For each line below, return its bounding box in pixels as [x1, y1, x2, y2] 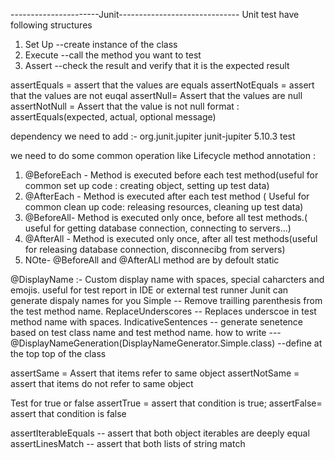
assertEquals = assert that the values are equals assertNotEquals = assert [10, 79, 315, 91]
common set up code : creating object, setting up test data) [24, 180, 270, 191]
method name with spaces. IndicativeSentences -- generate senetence [10, 316, 304, 328]
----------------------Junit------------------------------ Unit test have [10, 9, 300, 20]
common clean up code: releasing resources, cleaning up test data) [24, 201, 304, 213]
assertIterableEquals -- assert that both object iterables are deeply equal [10, 427, 310, 439]
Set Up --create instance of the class [24, 39, 178, 50]
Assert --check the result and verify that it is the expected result [24, 60, 290, 71]
